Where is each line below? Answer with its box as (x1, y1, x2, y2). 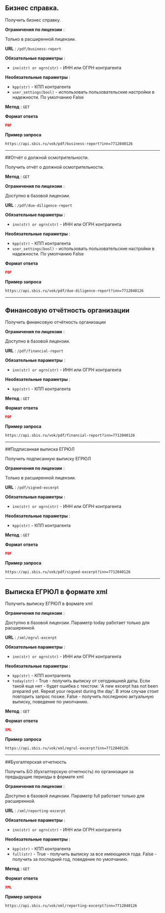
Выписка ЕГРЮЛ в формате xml (5, 588, 108, 596)
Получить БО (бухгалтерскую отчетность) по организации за (5, 768, 134, 774)
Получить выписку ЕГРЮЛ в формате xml (5, 600, 93, 606)
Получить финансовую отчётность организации (5, 319, 106, 325)
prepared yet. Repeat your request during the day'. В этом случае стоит (12, 688, 159, 694)
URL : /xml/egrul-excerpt (5, 634, 57, 640)
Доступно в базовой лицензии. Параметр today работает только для (5, 620, 150, 626)
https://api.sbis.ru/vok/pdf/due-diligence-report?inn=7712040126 (5, 288, 144, 293)
